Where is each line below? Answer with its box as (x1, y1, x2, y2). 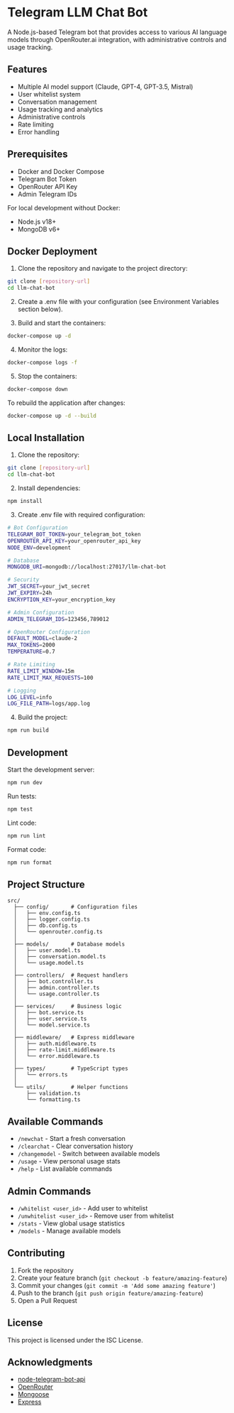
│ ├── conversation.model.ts (13, 953, 106, 960)
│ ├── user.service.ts (13, 1015, 87, 1023)
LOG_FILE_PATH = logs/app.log (7, 700, 91, 708)
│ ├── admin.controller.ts (13, 985, 100, 992)
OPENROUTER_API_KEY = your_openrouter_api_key (7, 537, 141, 544)
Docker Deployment (7, 245, 98, 257)
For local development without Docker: (7, 203, 121, 212)
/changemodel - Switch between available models (17, 1149, 160, 1158)
